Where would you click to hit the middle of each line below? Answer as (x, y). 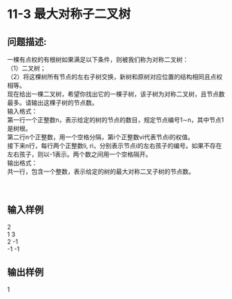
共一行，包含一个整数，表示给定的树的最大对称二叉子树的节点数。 (101, 172)
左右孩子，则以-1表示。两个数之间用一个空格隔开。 (79, 154)
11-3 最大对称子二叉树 (69, 14)
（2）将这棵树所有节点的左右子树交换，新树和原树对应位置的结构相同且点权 (115, 77)
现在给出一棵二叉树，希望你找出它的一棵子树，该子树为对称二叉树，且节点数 (116, 94)
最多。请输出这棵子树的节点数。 (52, 103)
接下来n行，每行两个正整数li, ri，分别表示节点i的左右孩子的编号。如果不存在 (115, 146)
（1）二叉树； (27, 68)
